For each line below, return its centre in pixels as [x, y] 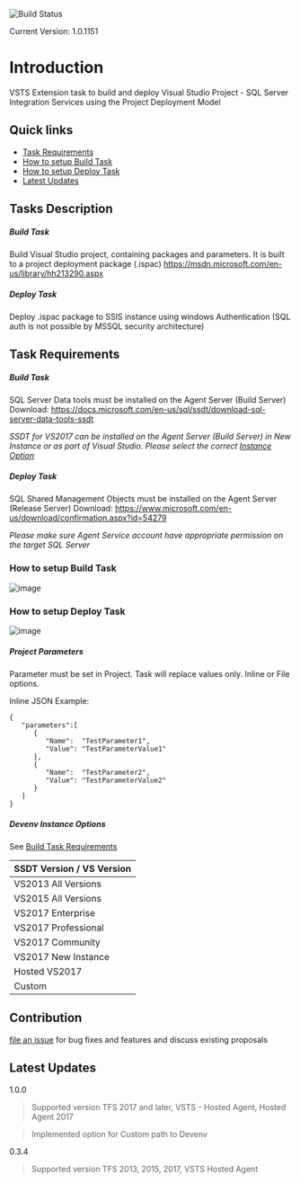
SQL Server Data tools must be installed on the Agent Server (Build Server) [148, 400]
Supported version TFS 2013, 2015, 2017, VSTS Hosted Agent [145, 1169]
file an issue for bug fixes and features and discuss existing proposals [138, 1039]
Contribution [46, 1018]
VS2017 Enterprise [55, 912]
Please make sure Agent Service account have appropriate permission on [146, 536]
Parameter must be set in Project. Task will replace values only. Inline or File [150, 673]
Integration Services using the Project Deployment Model [115, 102]
